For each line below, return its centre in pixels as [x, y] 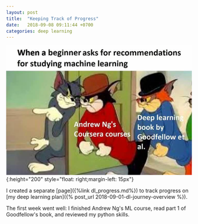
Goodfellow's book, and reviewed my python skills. [68, 215]
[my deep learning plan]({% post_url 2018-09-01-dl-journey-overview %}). [97, 197]
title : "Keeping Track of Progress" [52, 19]
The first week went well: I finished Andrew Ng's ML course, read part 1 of [96, 208]
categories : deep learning [39, 31]
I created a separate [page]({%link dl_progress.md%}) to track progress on [97, 190]
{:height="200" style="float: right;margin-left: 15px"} [70, 179]
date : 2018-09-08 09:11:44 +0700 [50, 25]
